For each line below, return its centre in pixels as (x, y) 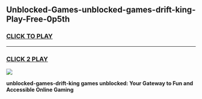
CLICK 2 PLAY (27, 59)
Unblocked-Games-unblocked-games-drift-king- (101, 10)
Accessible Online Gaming (40, 89)
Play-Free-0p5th (38, 19)
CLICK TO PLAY (29, 37)
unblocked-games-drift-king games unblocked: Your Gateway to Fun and (100, 83)
